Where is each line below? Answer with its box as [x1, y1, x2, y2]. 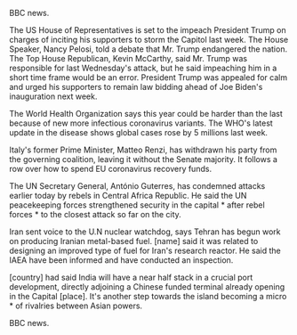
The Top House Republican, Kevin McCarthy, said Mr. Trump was [9, 53, 247, 63]
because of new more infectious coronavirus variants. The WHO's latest [9, 118, 273, 128]
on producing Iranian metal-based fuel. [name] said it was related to [9, 236, 259, 246]
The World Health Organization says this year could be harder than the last [9, 109, 283, 118]
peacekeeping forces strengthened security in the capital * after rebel [9, 200, 265, 210]
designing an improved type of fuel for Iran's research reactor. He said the [9, 245, 282, 256]
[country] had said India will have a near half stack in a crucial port [9, 272, 253, 282]
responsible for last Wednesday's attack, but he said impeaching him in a [9, 62, 277, 73]
